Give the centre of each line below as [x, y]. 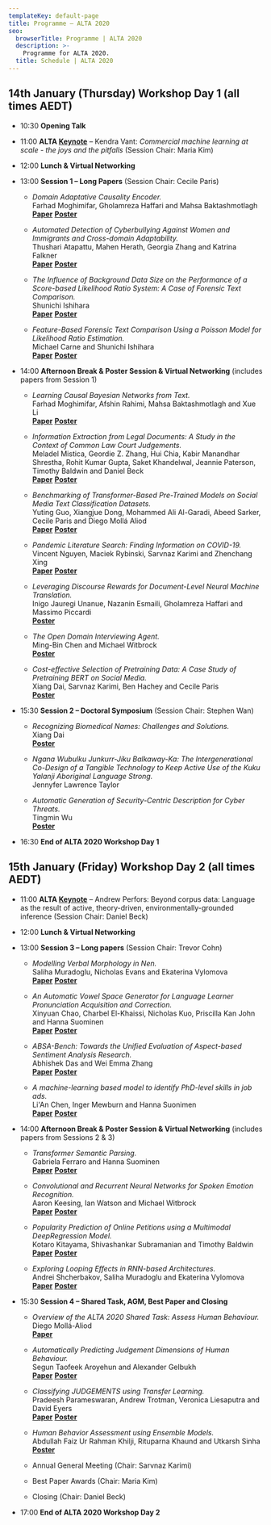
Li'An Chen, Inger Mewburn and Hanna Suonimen [114, 1104]
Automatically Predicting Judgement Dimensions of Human [131, 1350]
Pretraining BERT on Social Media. [89, 677]
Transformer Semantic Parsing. [84, 1153]
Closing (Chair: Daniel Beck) [79, 1496]
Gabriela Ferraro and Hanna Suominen [96, 1161]
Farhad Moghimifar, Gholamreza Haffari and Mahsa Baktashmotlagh [145, 205]
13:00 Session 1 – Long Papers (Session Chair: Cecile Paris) [119, 181]
